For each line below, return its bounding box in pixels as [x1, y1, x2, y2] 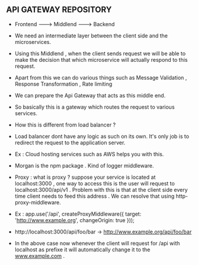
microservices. [14, 38, 52, 45]
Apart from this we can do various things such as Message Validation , [14, 74, 187, 81]
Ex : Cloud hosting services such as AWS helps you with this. [14, 150, 164, 157]
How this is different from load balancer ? [14, 121, 116, 128]
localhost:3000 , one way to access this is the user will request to [14, 179, 175, 187]
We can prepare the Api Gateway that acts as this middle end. [14, 92, 166, 99]
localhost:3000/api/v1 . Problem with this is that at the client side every [14, 186, 188, 193]
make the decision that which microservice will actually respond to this [14, 56, 188, 63]
